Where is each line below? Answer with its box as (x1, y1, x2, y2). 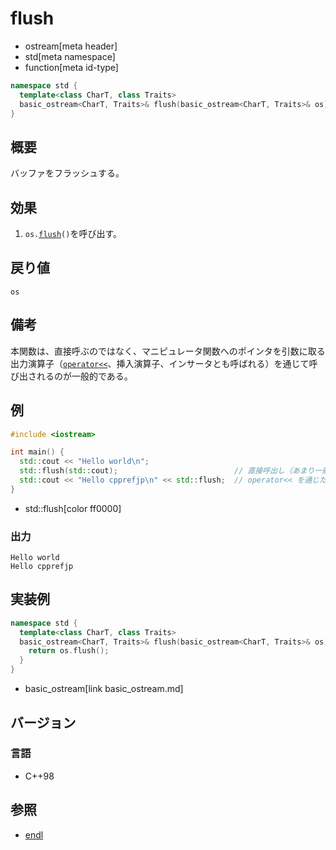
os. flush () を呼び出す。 (24, 228, 123, 240)
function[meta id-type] (24, 61, 119, 73)
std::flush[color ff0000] (24, 502, 122, 514)
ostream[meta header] (24, 40, 118, 52)
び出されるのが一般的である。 (10, 370, 133, 382)
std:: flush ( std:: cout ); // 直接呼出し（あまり (19, 466, 315, 476)
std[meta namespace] (24, 50, 116, 62)
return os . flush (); (28, 646, 110, 656)
